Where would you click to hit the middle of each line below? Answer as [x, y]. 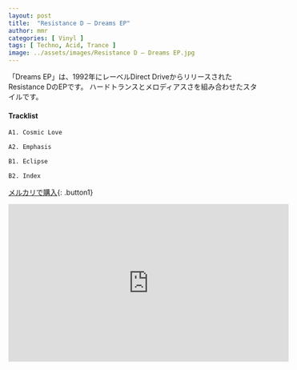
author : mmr [28, 30]
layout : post [30, 16]
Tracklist [23, 115]
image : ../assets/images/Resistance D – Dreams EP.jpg [102, 53]
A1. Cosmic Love [35, 133]
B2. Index [25, 176]
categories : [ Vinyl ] [46, 38]
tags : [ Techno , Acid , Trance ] [62, 46]
